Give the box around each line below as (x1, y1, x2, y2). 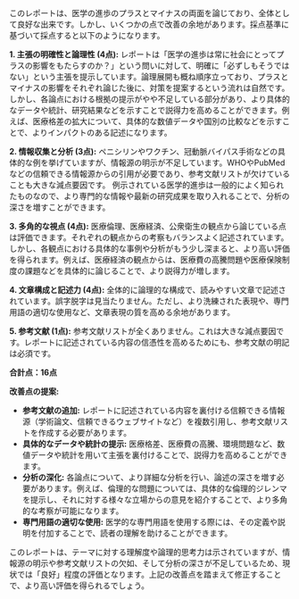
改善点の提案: (9, 387, 60, 396)
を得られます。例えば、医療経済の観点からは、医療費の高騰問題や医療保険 (9, 254, 283, 265)
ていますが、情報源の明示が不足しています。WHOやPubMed (63, 157, 286, 168)
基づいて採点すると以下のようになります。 (9, 30, 165, 40)
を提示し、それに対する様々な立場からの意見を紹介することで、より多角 (21, 495, 288, 504)
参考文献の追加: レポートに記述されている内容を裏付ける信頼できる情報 (21, 405, 286, 415)
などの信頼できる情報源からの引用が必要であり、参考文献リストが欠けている (9, 169, 291, 179)
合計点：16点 (9, 367, 58, 378)
